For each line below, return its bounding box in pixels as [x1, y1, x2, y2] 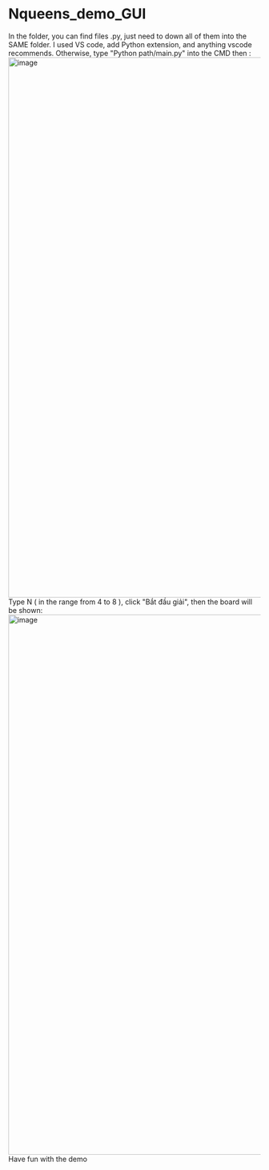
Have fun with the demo [8, 1154, 88, 1164]
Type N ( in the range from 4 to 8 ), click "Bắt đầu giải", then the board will [8, 597, 253, 607]
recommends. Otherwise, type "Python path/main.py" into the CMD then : [8, 48, 251, 58]
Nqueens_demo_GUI [8, 5, 147, 23]
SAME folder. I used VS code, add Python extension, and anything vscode [8, 39, 252, 49]
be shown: [8, 605, 43, 615]
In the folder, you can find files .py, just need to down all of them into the [8, 31, 247, 41]
